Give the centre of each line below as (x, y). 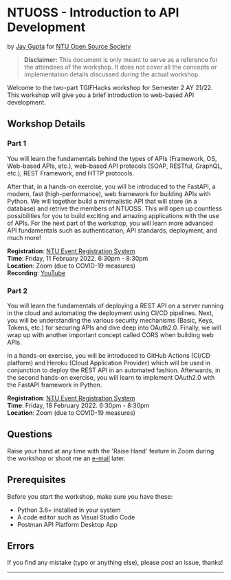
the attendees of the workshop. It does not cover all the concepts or (120, 67)
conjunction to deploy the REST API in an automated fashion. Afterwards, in (114, 370)
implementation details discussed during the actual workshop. (112, 74)
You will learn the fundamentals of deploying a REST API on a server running (115, 305)
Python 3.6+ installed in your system (69, 510)
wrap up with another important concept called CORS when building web (111, 334)
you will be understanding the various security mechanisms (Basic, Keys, (111, 320)
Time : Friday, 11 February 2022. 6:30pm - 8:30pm (78, 258)
